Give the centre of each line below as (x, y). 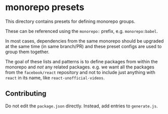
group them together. (27, 52)
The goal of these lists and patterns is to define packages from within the (81, 61)
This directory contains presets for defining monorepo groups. (70, 21)
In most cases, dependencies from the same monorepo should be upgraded (85, 41)
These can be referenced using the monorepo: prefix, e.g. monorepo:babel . (82, 31)
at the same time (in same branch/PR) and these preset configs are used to (83, 46)
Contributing (26, 93)
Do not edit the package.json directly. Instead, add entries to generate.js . (81, 106)
